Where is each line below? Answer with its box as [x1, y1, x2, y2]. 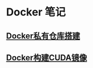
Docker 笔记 [6, 5, 66, 19]
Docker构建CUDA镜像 [6, 53, 88, 63]
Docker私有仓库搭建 [6, 31, 81, 41]
